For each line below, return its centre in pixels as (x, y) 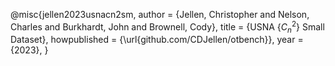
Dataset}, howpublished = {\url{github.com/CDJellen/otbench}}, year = (157, 40)
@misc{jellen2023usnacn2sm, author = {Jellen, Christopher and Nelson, (160, 14)
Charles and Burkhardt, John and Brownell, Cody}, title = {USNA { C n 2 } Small (167, 27)
